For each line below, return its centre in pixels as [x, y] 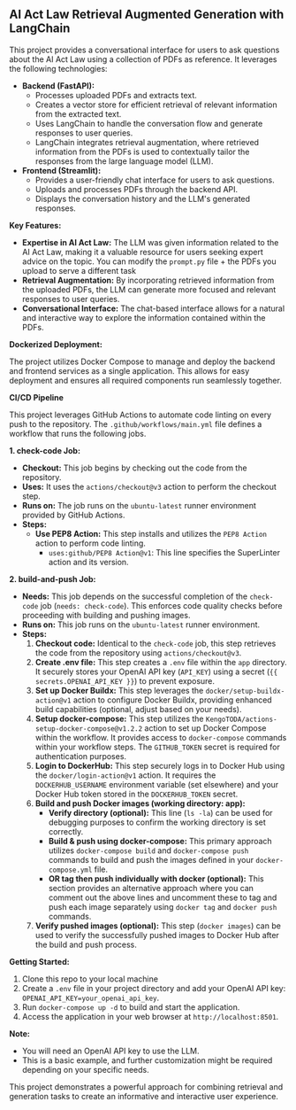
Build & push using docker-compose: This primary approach [160, 841]
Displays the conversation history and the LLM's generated [142, 198]
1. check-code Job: [45, 450]
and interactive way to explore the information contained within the [144, 317]
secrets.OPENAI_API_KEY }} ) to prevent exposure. [125, 680]
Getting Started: [39, 961]
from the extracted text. [78, 113]
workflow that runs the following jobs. [78, 433]
